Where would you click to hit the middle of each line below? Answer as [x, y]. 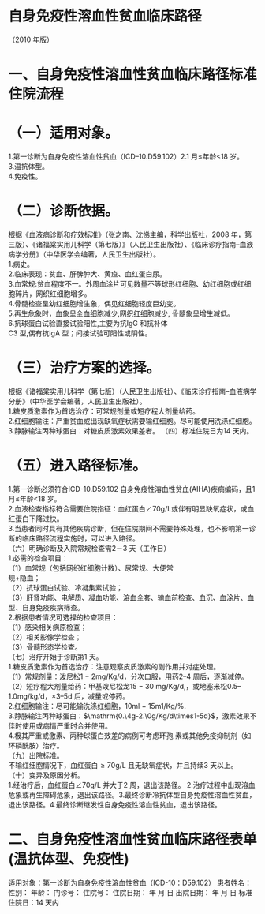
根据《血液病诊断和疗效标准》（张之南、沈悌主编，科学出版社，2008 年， [127, 234]
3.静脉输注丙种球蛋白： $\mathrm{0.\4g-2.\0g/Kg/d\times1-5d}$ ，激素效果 [129, 716]
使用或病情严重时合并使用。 [67, 725]
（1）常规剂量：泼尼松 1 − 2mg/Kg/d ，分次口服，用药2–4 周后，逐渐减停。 [128, 676]
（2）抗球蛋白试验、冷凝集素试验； [66, 587]
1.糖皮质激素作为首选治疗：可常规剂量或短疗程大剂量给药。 [104, 410]
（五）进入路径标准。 [78, 466]
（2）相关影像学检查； [45, 637]
